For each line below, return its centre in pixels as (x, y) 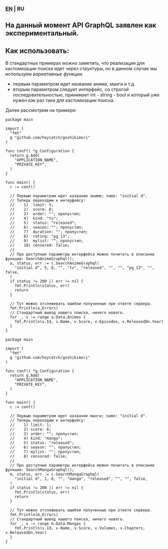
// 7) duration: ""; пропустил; (49, 232)
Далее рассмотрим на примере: (41, 110)
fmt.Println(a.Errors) (34, 308)
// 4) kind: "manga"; (36, 439)
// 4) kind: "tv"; (34, 219)
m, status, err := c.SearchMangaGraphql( (55, 475)
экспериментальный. (42, 33)
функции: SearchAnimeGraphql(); (40, 259)
